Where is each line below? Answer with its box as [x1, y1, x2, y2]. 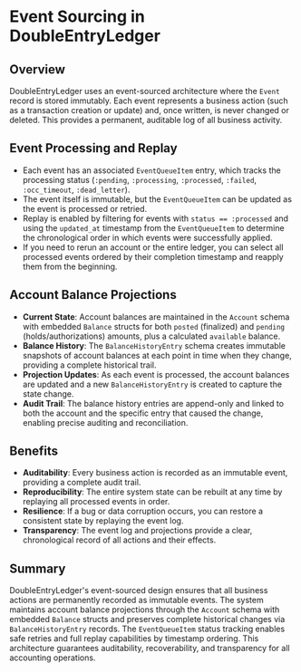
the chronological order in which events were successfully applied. [22, 232, 273, 243]
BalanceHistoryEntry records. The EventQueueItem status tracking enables [9, 623, 286, 635]
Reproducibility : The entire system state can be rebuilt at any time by [22, 486, 283, 497]
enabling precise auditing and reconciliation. [22, 417, 189, 427]
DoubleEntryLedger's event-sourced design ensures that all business [9, 585, 268, 596]
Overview [9, 62, 66, 77]
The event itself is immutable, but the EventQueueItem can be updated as [22, 193, 293, 205]
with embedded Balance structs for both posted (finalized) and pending [22, 321, 286, 331]
